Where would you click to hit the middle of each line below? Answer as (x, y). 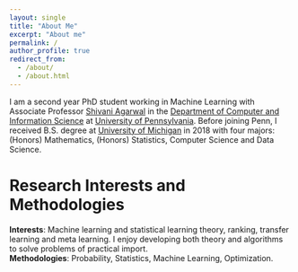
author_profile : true (50, 51)
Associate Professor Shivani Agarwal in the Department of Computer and (145, 111)
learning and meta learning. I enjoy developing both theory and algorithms (146, 239)
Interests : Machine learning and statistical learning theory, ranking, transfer (149, 229)
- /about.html (44, 76)
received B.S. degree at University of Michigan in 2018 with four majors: (142, 130)
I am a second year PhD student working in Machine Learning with (132, 101)
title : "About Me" (44, 26)
